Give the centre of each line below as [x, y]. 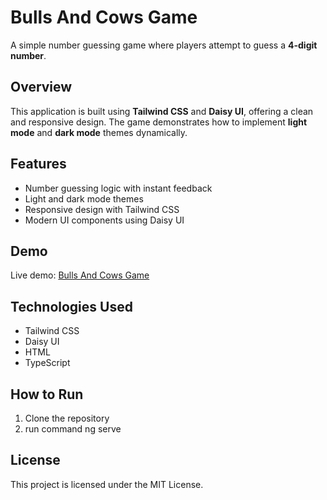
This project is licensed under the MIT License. [107, 484]
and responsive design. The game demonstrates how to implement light [159, 122]
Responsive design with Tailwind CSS [102, 209]
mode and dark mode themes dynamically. [99, 132]
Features [38, 164]
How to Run [47, 394]
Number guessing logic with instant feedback [118, 188]
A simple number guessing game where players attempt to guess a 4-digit [164, 45]
